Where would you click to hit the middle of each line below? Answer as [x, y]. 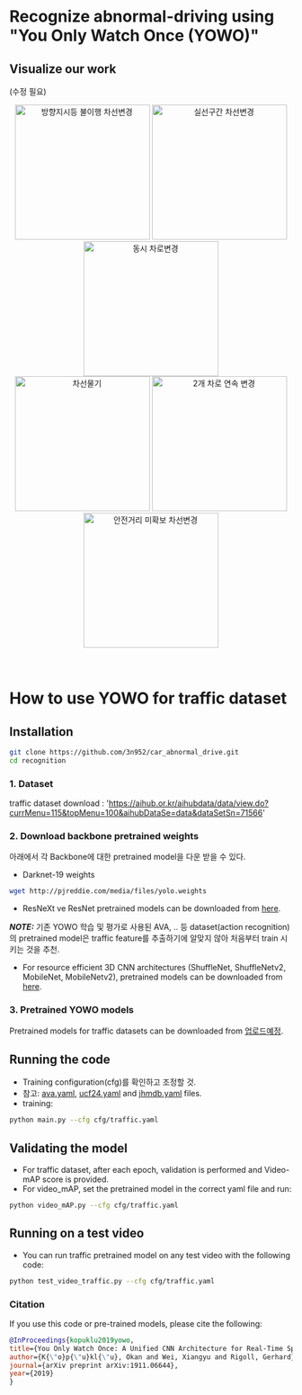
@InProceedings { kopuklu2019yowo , [72, 1340]
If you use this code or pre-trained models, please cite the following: [136, 1323]
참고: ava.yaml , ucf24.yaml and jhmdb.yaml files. [112, 1094]
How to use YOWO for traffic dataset [148, 698]
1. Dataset [31, 783]
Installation [41, 732]
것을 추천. [43, 950]
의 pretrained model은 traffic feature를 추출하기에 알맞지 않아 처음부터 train [144, 938]
